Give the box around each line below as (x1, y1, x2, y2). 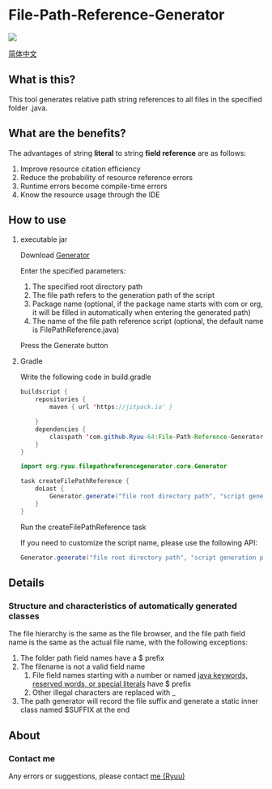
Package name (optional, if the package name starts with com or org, (32, 299, 263, 309)
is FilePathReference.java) (32, 325, 120, 334)
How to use (8, 213, 66, 226)
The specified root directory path (32, 282, 143, 291)
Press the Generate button (19, 341, 108, 351)
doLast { (35, 485, 65, 493)
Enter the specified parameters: (19, 266, 126, 276)
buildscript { (19, 388, 68, 396)
